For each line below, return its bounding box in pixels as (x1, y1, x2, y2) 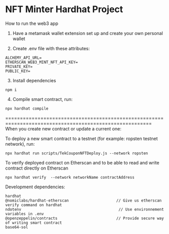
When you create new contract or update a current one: (5, 125, 121, 131)
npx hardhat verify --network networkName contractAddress (5, 175, 135, 180)
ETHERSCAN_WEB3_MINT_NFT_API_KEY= (5, 59, 78, 64)
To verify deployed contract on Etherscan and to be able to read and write (5, 159, 159, 165)
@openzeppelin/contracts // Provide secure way (5, 216, 164, 221)
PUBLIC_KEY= (5, 69, 30, 74)
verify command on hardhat (5, 202, 62, 208)
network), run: (5, 141, 35, 147)
